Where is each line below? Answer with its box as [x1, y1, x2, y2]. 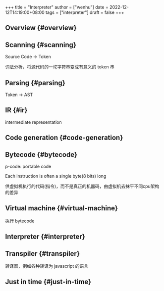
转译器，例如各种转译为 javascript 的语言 [5, 263, 88, 269]
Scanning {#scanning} [5, 41, 77, 49]
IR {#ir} [5, 106, 28, 114]
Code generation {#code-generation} [5, 134, 123, 142]
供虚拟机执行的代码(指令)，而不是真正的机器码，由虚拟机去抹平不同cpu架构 [5, 183, 160, 190]
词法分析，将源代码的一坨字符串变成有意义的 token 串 [5, 64, 115, 70]
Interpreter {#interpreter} [5, 233, 86, 241]
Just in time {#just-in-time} [5, 278, 92, 286]
